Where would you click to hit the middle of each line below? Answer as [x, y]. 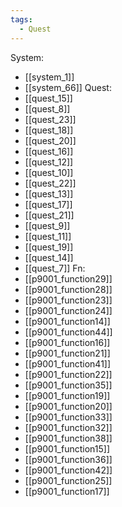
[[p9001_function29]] [68, 278]
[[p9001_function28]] [68, 289]
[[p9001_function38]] [68, 438]
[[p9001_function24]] [68, 310]
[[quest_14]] [49, 257]
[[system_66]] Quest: [68, 87]
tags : [21, 19]
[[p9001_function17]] [67, 491]
